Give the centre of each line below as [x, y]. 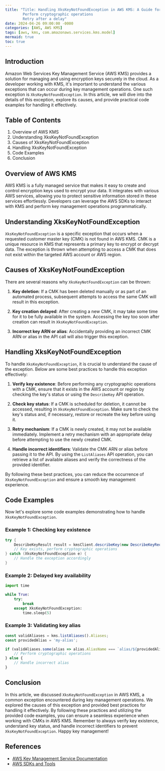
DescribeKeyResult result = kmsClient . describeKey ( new [71, 545]
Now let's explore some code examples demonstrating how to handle [75, 512]
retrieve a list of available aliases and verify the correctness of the [79, 459]
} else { [14, 658]
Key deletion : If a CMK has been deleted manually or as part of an [79, 291]
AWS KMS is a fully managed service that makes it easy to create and [75, 185]
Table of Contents [33, 120]
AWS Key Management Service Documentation [60, 758]
